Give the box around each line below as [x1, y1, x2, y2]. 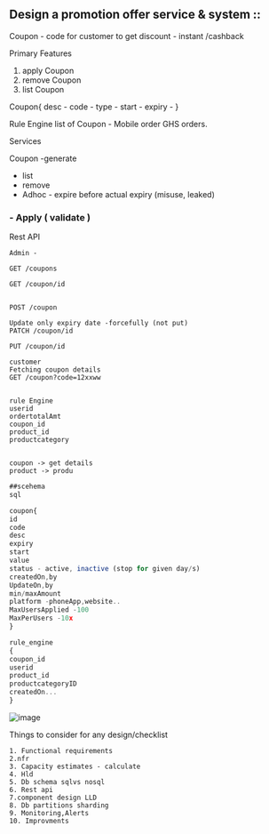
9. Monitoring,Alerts [9, 808, 90, 817]
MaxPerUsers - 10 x [9, 613, 74, 623]
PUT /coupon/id [9, 342, 66, 351]
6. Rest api [9, 785, 53, 794]
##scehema [9, 482, 46, 492]
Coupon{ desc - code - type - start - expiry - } [9, 101, 179, 112]
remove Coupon [21, 75, 82, 85]
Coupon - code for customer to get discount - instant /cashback [9, 30, 244, 41]
